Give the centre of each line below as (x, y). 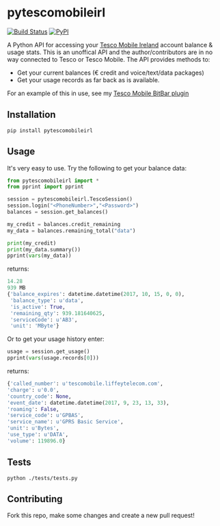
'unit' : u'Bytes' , (33, 428)
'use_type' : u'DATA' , (38, 435)
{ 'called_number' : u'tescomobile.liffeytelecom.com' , (85, 384)
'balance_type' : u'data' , (47, 300)
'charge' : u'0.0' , (33, 390)
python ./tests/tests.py (42, 478)
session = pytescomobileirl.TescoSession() (70, 199)
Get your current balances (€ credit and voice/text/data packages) (111, 73)
